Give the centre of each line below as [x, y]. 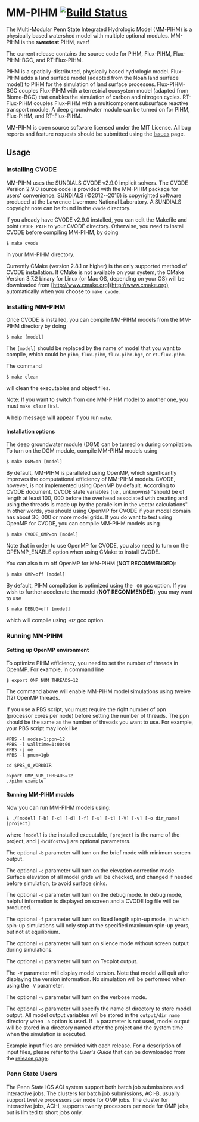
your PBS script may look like [42, 728]
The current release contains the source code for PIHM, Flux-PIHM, [89, 53]
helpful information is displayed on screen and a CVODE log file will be [93, 901]
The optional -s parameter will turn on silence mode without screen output [97, 943]
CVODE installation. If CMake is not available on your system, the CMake [95, 272]
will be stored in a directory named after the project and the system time [95, 1028]
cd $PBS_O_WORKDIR [29, 766]
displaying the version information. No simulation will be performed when [96, 979]
